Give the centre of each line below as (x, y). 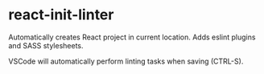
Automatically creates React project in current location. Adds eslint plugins (132, 37)
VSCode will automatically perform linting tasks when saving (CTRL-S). (126, 61)
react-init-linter (61, 15)
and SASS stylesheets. (46, 45)
